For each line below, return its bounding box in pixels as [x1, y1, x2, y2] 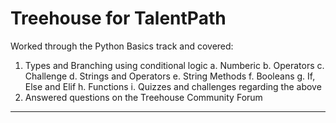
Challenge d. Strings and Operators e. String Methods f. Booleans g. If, [24, 70, 316, 82]
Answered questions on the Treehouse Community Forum [24, 91, 263, 103]
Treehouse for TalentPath [10, 7, 227, 30]
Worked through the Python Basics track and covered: [10, 40, 234, 52]
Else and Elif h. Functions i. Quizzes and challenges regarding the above [24, 80, 322, 92]
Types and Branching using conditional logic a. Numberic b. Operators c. [24, 59, 325, 71]
